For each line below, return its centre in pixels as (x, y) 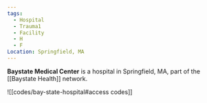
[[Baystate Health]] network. (47, 78)
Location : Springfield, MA (46, 52)
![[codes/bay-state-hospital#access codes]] (70, 92)
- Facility (29, 33)
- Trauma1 (27, 26)
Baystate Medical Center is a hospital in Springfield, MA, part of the (104, 71)
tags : (15, 13)
